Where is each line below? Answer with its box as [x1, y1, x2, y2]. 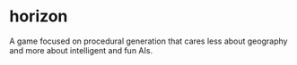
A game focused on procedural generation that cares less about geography [9, 36, 288, 46]
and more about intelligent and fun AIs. [9, 45, 153, 55]
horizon [9, 6, 68, 27]
